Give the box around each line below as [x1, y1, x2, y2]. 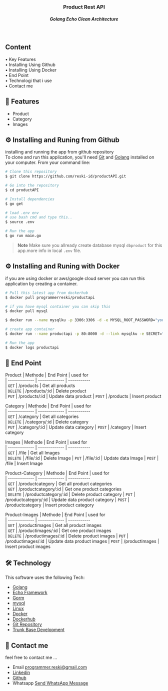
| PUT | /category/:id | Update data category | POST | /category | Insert [5, 424, 146, 430]
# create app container [5, 326, 55, 332]
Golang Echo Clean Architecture [49, 16, 118, 22]
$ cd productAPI [5, 187, 39, 192]
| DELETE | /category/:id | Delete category [5, 419, 89, 425]
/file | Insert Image [5, 460, 43, 466]
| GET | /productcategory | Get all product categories [5, 481, 112, 487]
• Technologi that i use [5, 77, 52, 83]
